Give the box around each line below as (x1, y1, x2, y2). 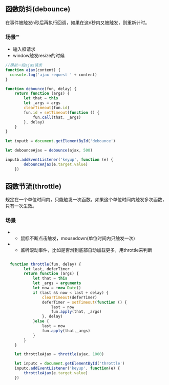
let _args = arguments (32, 281, 81, 286)
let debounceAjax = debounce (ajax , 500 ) (5, 148, 93, 153)
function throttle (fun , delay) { (10, 262, 81, 267)
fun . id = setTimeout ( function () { (24, 110, 100, 115)
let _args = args (24, 100, 60, 106)
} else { (32, 319, 50, 324)
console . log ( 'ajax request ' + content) (10, 72, 97, 77)
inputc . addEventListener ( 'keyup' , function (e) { (14, 366, 120, 371)
